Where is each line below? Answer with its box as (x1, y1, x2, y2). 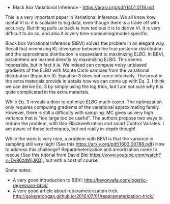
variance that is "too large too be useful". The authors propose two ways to (5, 115, 163, 121)
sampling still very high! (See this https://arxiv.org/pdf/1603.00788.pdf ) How (5, 141, 165, 147)
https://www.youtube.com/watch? (89, 152, 161, 158)
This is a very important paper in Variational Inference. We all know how (5, 14, 156, 20)
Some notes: (5, 167, 32, 173)
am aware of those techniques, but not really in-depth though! (5, 126, 136, 132)
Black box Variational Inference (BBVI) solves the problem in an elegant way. (5, 40, 165, 46)
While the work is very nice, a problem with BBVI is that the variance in (5, 136, 154, 141)
